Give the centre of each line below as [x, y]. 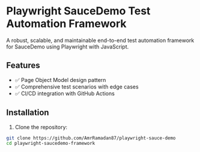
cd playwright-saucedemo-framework [51, 144]
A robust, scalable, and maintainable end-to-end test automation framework [100, 40]
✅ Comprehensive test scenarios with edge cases [77, 86]
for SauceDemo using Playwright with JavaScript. [68, 47]
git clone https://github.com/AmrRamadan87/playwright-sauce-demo [91, 138]
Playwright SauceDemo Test [78, 11]
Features [23, 66]
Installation [28, 113]
